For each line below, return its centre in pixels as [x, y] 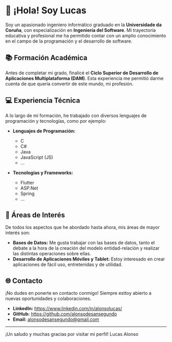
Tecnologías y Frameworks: [43, 173]
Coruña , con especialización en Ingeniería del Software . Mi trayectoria [81, 30]
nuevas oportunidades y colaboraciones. [48, 299]
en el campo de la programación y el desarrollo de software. [69, 41]
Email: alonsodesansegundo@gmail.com [56, 319]
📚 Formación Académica [46, 58]
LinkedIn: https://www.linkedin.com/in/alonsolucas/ [67, 309]
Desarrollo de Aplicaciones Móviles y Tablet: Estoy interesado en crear [89, 259]
